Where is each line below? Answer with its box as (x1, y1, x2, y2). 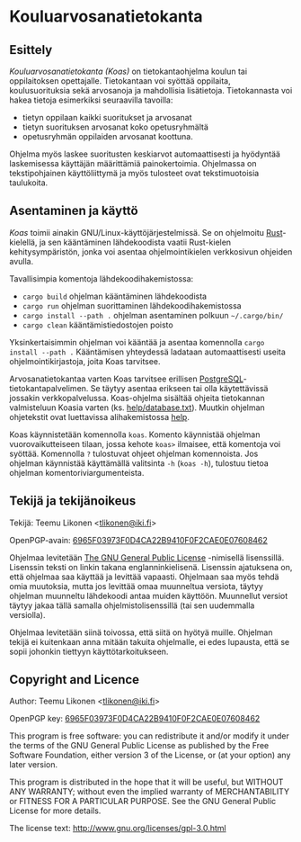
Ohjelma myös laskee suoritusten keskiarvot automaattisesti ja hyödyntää (9, 148, 281, 159)
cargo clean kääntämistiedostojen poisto (22, 319, 173, 330)
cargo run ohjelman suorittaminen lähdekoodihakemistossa (22, 300, 242, 311)
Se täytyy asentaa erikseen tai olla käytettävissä (90, 382, 269, 393)
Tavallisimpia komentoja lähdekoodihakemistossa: (9, 273, 194, 284)
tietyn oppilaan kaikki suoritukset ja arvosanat (22, 112, 192, 122)
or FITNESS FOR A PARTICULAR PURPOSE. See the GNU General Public (9, 796, 277, 807)
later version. (9, 759, 58, 770)
